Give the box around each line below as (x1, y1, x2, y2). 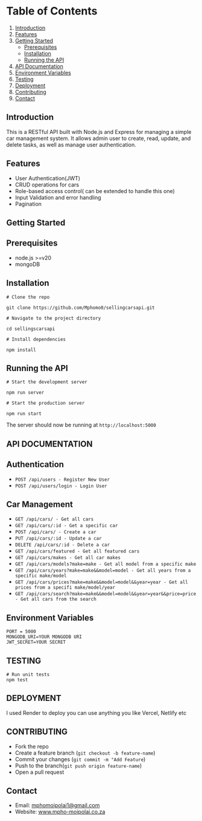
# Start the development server (6, 379, 87, 385)
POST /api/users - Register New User (14, 477, 110, 483)
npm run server (6, 390, 45, 396)
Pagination (14, 200, 42, 208)
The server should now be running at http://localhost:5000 (6, 421, 157, 429)
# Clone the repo (6, 294, 50, 300)
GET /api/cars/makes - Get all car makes (14, 555, 121, 561)
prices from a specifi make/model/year (14, 585, 116, 591)
